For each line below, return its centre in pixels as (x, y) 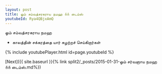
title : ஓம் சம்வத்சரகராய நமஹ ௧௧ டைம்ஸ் (44, 14)
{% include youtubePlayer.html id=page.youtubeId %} (60, 52)
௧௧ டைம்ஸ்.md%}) (23, 67)
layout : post (18, 10)
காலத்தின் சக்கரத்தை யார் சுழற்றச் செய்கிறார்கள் (56, 43)
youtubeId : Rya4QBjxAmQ (29, 19)
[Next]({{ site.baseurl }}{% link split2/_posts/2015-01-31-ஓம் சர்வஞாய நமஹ (81, 62)
